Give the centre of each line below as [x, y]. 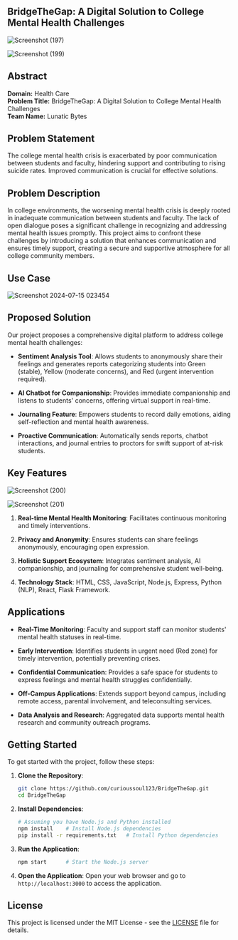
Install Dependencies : [50, 809]
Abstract [27, 77]
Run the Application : [48, 849]
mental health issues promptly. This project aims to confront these [104, 233]
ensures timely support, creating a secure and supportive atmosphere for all [119, 248]
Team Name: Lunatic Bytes [47, 116]
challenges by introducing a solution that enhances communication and [112, 241]
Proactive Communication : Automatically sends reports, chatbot [113, 435]
